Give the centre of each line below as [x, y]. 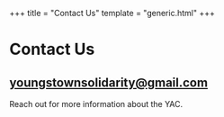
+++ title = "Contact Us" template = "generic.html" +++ [112, 13]
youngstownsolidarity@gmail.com [109, 82]
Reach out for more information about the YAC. [96, 104]
